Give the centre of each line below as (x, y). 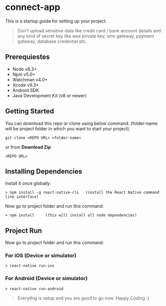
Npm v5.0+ (24, 74)
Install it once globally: (28, 183)
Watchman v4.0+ (30, 79)
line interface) (22, 197)
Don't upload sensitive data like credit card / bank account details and (89, 30)
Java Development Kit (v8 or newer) (49, 95)
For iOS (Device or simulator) (41, 256)
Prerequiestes (27, 57)
